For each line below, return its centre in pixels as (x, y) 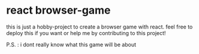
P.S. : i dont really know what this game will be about (71, 45)
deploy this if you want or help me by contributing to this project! (86, 33)
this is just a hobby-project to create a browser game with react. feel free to (99, 27)
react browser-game (58, 10)
